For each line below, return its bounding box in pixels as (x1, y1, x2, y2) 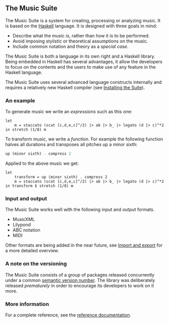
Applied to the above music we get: (5, 160, 79, 166)
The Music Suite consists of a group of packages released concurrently (5, 271, 155, 278)
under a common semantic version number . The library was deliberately (5, 277, 155, 283)
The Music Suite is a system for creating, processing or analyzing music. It (5, 17, 161, 23)
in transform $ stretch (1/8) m (5, 183, 73, 189)
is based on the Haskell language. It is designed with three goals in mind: (5, 23, 157, 29)
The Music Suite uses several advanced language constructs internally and (5, 79, 162, 85)
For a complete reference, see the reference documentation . (5, 312, 132, 318)
